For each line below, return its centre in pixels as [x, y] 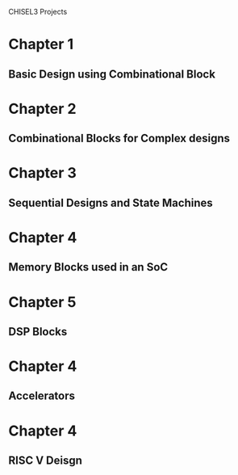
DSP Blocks [38, 332]
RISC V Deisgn [46, 461]
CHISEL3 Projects [38, 12]
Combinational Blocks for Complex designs [119, 139]
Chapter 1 [41, 44]
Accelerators [42, 396]
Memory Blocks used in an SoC [88, 267]
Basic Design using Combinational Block [112, 74]
